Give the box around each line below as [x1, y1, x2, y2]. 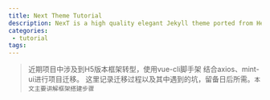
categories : [8, 26, 48, 34]
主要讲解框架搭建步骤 [34, 85, 95, 93]
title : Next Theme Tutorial [8, 11, 103, 20]
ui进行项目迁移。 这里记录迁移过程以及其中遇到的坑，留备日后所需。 [27, 74, 255, 84]
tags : [8, 42, 27, 50]
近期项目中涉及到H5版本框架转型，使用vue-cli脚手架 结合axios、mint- [27, 65, 260, 74]
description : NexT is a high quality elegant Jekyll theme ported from [8, 19, 253, 27]
